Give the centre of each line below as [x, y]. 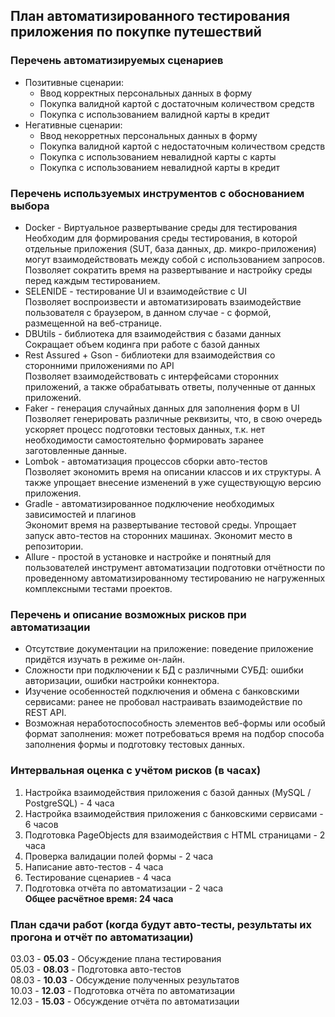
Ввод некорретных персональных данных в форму [148, 135]
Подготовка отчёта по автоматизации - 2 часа [124, 888]
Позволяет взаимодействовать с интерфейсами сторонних [152, 376]
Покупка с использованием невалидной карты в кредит [160, 167]
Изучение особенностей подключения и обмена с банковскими [162, 691]
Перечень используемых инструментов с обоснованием [157, 193]
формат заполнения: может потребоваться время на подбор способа [174, 734]
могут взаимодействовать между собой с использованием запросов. [175, 259]
